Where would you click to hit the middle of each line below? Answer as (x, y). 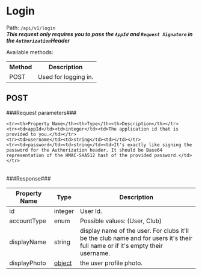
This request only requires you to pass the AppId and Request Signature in (99, 34)
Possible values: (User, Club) (121, 221)
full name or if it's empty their (122, 246)
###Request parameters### (41, 113)
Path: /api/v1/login (31, 28)
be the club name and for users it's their (136, 238)
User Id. (91, 211)
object (63, 263)
